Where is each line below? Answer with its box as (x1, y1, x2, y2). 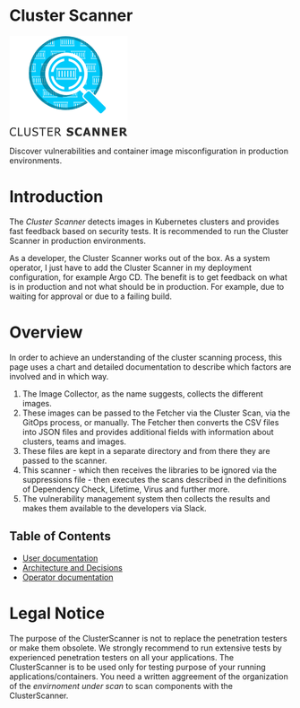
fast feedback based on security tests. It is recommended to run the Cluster (9, 225, 289, 236)
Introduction (9, 187, 104, 207)
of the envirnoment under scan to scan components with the (9, 680, 233, 691)
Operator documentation (21, 572, 114, 582)
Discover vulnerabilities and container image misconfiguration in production (9, 145, 289, 156)
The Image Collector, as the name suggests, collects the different (21, 388, 264, 399)
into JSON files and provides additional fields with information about (21, 426, 275, 437)
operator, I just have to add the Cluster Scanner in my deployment (9, 262, 253, 273)
